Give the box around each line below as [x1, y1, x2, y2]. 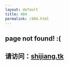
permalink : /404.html [5, 16, 49, 21]
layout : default [5, 7, 38, 12]
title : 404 [5, 12, 27, 17]
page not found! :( [5, 34, 61, 43]
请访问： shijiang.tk [5, 52, 64, 61]
